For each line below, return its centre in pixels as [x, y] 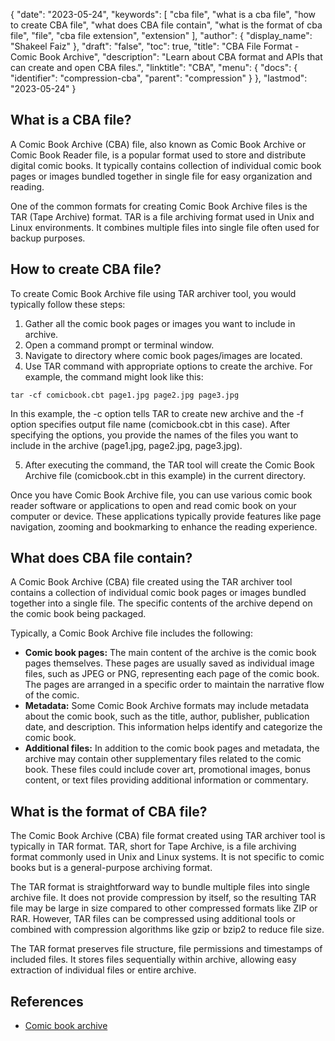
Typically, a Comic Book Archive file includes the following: [131, 633]
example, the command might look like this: [114, 376]
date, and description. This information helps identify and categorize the [173, 727]
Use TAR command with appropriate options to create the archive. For [168, 366]
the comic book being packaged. [78, 614]
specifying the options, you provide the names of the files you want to [154, 435]
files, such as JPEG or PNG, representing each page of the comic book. [172, 674]
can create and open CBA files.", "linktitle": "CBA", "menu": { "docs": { [154, 67]
